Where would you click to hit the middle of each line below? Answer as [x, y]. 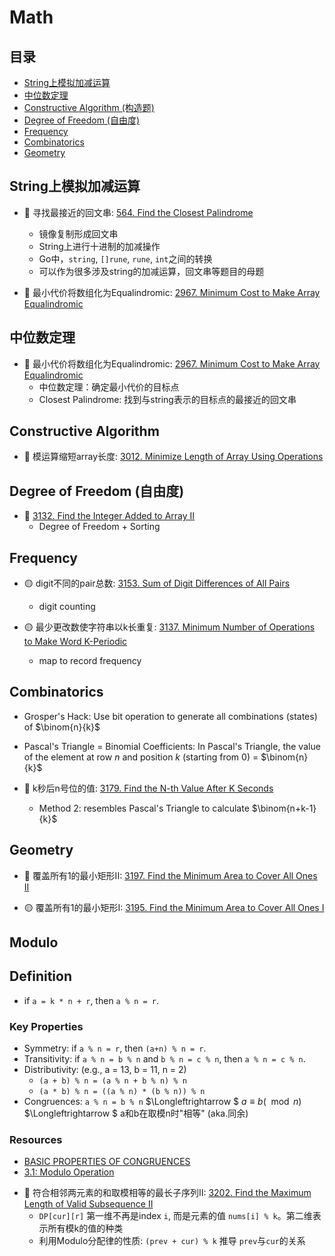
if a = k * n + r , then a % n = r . [91, 1000]
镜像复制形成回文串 [78, 233]
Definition [40, 976]
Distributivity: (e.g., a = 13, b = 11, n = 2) [105, 1070]
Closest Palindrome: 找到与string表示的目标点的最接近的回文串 [167, 399]
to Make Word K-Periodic [75, 642]
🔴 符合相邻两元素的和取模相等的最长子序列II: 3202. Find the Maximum [167, 1193]
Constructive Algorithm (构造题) [89, 107]
